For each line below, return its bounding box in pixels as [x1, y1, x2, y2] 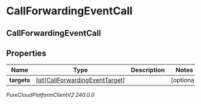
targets [9, 76, 31, 84]
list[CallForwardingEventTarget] [35, 76, 126, 84]
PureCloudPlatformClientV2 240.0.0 [6, 91, 95, 99]
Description [130, 66, 165, 74]
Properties [6, 48, 47, 58]
